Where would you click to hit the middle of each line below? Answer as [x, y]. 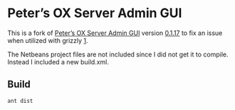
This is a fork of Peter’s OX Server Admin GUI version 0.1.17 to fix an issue [115, 33]
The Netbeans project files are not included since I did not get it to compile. [118, 54]
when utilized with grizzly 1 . [48, 40]
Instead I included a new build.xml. [58, 61]
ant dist [20, 101]
